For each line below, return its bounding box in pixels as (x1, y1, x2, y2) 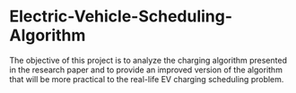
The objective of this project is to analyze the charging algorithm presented (9, 55, 287, 65)
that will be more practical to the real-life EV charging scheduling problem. (9, 73, 284, 84)
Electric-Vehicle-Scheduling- (9, 6, 233, 27)
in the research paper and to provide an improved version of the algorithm (9, 64, 283, 75)
